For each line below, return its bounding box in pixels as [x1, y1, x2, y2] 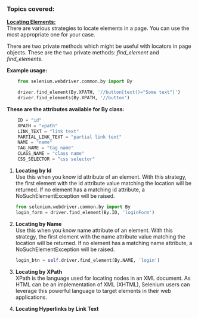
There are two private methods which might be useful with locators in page [7, 42, 191, 50]
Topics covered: [7, 5, 55, 13]
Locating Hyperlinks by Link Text [15, 305, 99, 312]
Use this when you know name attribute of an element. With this [15, 227, 173, 234]
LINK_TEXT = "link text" [17, 128, 79, 134]
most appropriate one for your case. [7, 31, 95, 38]
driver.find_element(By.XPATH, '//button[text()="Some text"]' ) [17, 89, 181, 96]
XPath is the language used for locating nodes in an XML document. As [15, 274, 191, 282]
